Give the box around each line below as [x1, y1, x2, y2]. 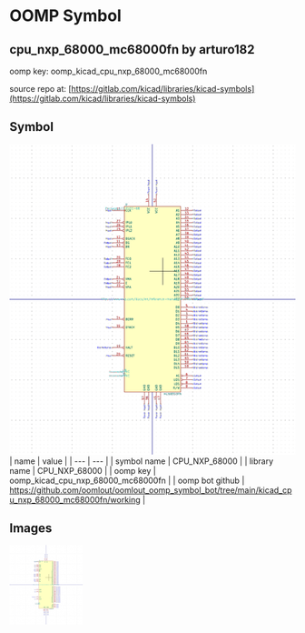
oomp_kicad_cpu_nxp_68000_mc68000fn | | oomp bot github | [9, 475, 245, 486]
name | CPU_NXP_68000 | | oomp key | [9, 465, 156, 476]
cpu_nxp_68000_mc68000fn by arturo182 [9, 42, 256, 57]
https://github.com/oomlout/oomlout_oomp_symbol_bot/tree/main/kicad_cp [9, 484, 292, 496]
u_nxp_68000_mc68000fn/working [9, 494, 141, 505]
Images [9, 520, 53, 537]
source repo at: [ [9, 84, 72, 94]
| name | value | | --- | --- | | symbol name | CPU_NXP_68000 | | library [9, 456, 274, 467]
